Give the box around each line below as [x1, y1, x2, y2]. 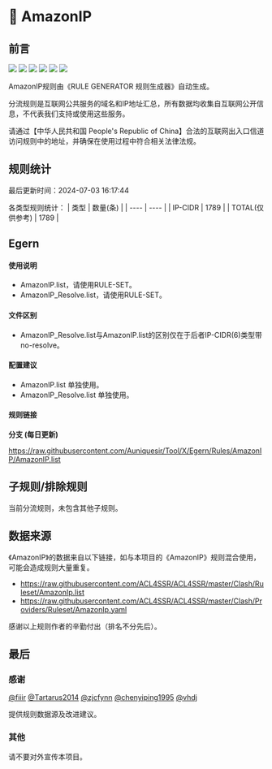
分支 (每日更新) [8, 430, 58, 439]
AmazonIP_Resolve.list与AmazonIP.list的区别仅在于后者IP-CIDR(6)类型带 [19, 330, 262, 339]
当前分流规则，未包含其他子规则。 [8, 503, 123, 512]
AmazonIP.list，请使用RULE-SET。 [19, 280, 136, 290]
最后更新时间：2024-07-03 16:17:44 [8, 185, 130, 195]
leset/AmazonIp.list [19, 587, 85, 597]
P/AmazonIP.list [8, 455, 61, 464]
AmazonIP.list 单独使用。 [19, 379, 104, 389]
